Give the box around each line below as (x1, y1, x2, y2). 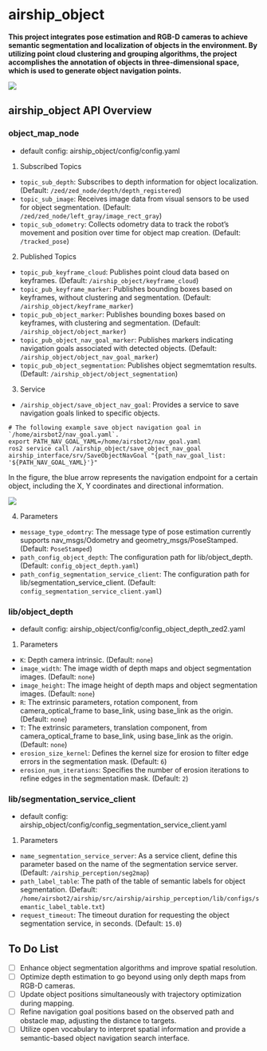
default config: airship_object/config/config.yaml (19, 146, 181, 155)
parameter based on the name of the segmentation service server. (19, 860, 238, 869)
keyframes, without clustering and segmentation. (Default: (19, 293, 211, 302)
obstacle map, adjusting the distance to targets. (19, 1016, 177, 1025)
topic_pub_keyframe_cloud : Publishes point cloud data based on (19, 267, 230, 277)
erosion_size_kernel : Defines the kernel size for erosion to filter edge (19, 748, 249, 758)
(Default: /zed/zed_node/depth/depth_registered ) (19, 185, 182, 195)
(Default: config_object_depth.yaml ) (19, 561, 139, 570)
